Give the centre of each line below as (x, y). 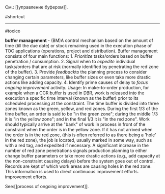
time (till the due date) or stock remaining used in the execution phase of (79, 46)
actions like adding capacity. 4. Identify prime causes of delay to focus (77, 82)
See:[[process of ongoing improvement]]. (47, 186)
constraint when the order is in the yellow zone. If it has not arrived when (79, 130)
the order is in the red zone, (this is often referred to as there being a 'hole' (81, 135)
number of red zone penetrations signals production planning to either (76, 151)
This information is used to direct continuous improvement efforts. (72, 172)
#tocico (13, 31)
